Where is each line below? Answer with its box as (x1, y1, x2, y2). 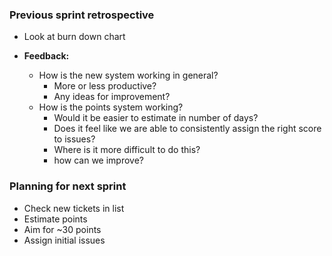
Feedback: (23, 50, 70, 62)
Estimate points (23, 213, 88, 225)
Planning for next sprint (9, 179, 127, 193)
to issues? (53, 133, 96, 145)
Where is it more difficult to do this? (53, 144, 201, 156)
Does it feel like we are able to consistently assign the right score (53, 123, 322, 135)
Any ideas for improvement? (53, 91, 171, 103)
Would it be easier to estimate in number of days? (53, 112, 259, 124)
